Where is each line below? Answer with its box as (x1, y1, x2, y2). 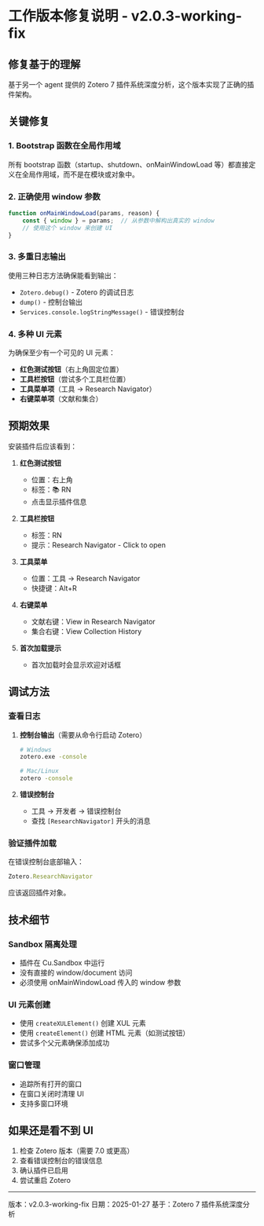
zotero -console (19, 774, 73, 782)
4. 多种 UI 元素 (8, 328, 63, 339)
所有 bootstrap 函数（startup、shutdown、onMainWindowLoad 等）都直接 (8, 159, 249, 169)
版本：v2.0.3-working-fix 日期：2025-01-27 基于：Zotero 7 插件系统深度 (8, 1199, 244, 1210)
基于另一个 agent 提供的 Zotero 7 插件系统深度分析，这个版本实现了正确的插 (8, 80, 255, 89)
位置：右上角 (31, 474, 73, 484)
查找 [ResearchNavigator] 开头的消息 (31, 816, 151, 825)
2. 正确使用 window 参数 (8, 191, 101, 202)
